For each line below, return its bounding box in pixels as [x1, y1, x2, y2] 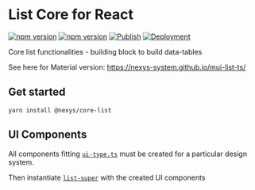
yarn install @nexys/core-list [8, 106, 112, 114]
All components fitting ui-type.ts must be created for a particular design [8, 149, 248, 158]
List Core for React [8, 6, 133, 24]
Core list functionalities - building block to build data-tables [8, 47, 203, 56]
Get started [8, 85, 66, 99]
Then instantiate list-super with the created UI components [8, 173, 206, 182]
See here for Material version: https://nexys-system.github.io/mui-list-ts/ [8, 62, 246, 72]
